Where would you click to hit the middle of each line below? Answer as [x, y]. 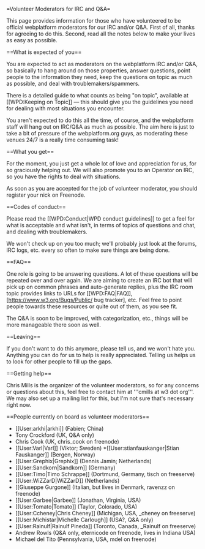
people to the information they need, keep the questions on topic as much [99, 77]
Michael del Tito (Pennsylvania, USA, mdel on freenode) [86, 539]
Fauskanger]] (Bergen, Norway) [55, 455]
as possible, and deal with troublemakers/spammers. [73, 83]
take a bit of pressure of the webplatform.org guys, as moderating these [97, 133]
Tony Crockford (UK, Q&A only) [55, 435]
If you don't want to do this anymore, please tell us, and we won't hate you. [101, 348]
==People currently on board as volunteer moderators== [78, 417]
